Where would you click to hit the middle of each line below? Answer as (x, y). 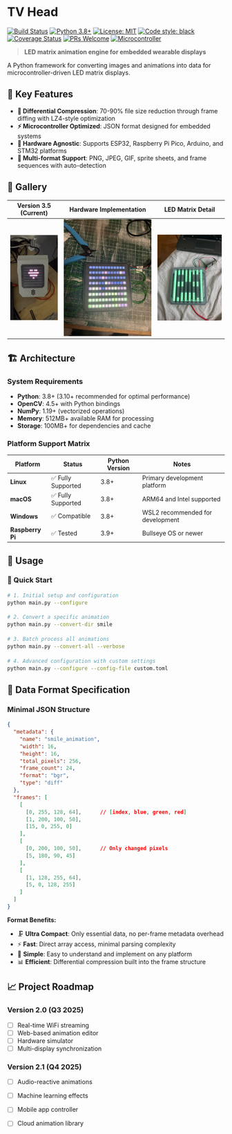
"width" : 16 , (38, 747)
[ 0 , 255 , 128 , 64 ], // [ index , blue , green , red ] (106, 812)
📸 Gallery (27, 187)
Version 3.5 (34, 206)
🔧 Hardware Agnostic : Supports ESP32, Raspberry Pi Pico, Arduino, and (120, 143)
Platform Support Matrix (49, 443)
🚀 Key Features (40, 94)
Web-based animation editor (58, 1032)
